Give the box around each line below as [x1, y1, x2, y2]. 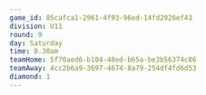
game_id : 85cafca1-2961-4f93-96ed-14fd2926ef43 [9, 13, 193, 23]
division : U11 [9, 22, 64, 31]
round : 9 [9, 30, 43, 39]
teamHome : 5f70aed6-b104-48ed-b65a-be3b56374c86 [9, 55, 197, 64]
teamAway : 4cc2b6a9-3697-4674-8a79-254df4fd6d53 [9, 64, 197, 73]
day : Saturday [9, 38, 64, 48]
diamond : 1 [9, 72, 51, 81]
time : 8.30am [9, 47, 59, 56]
